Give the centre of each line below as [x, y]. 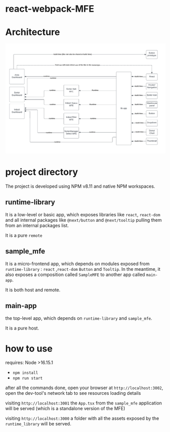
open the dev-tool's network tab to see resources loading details [73, 393]
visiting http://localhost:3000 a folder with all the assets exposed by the [82, 418]
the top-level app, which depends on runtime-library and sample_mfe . [79, 318]
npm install [25, 373]
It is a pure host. [22, 328]
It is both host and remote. [33, 290]
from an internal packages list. [37, 225]
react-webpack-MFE [50, 9]
